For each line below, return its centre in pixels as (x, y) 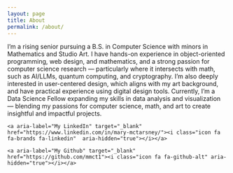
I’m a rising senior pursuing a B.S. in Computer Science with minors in (108, 47)
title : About (26, 20)
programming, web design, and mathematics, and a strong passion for (108, 62)
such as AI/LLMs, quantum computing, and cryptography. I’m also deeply (113, 76)
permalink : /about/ (36, 27)
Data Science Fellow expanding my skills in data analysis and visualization (114, 99)
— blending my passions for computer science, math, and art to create (109, 106)
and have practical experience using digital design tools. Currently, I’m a (111, 91)
